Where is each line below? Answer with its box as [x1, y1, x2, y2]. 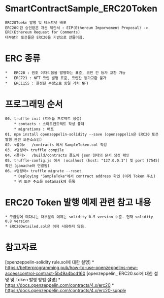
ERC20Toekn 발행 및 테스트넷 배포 [5, 20, 66, 25]
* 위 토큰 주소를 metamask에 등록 [14, 179, 75, 184]
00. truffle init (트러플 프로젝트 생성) [5, 116, 82, 121]
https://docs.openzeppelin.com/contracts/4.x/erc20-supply [5, 287, 127, 293]
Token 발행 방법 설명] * [15, 276, 61, 282]
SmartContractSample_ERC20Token [5, 3, 158, 14]
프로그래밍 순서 [5, 99, 63, 110]
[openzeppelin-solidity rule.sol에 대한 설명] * [5, 259, 95, 265]
